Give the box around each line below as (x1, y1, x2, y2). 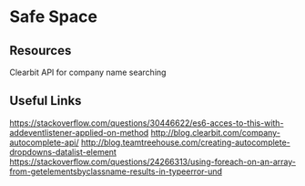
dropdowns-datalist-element (9, 146, 117, 157)
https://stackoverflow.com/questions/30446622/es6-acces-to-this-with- (9, 117, 284, 129)
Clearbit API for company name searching (9, 67, 167, 77)
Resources (9, 43, 72, 58)
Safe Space (9, 6, 98, 27)
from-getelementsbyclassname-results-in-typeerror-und (9, 166, 223, 177)
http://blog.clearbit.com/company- (150, 127, 280, 138)
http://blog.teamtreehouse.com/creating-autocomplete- (80, 137, 291, 148)
